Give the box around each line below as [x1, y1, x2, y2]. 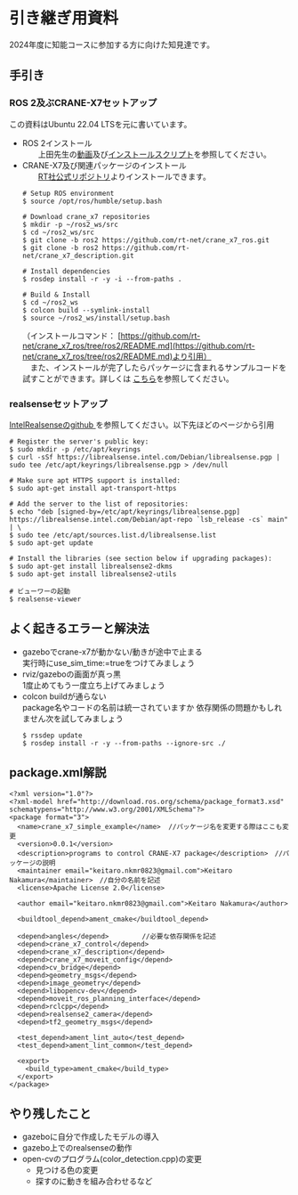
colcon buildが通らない [21, 691, 107, 702]
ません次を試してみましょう [21, 713, 124, 724]
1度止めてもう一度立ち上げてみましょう [21, 679, 166, 690]
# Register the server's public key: [9, 437, 149, 446]
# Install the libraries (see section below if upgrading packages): [9, 554, 273, 563]
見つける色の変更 [35, 1165, 99, 1175]
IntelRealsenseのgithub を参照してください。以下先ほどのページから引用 [9, 419, 275, 430]
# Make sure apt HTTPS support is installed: [9, 476, 181, 485]
